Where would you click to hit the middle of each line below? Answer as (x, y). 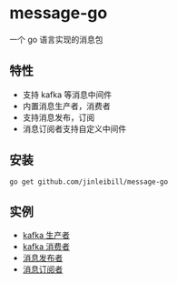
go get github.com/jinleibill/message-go (89, 182)
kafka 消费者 (46, 247)
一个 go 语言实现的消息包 (56, 39)
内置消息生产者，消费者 (66, 106)
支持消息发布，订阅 (59, 117)
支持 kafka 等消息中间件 (67, 95)
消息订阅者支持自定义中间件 (74, 128)
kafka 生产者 (46, 236)
